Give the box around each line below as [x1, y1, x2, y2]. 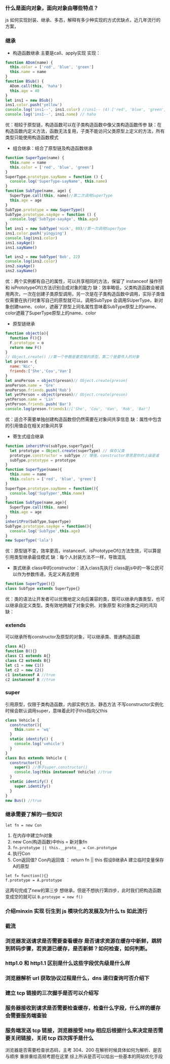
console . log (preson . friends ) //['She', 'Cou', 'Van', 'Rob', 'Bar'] [5, 406, 151, 412]
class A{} [5, 644, 26, 649]
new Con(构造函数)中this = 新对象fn [12, 839, 88, 845]
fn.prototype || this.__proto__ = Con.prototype [12, 845, 117, 850]
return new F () [10, 345, 42, 350]
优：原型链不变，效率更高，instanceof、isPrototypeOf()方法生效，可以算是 [5, 547, 162, 554]
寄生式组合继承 [12, 433, 44, 439]
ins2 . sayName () [5, 268, 37, 274]
